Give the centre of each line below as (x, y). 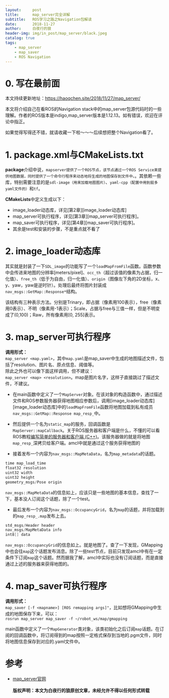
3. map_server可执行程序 (58, 337)
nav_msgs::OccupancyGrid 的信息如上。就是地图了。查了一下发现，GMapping (84, 545)
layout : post (23, 10)
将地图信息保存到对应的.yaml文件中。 (44, 641)
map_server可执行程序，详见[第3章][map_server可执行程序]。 (77, 216)
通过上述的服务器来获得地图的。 (38, 564)
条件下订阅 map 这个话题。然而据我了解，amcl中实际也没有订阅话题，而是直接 (84, 558)
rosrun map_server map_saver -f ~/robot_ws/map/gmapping (66, 619)
